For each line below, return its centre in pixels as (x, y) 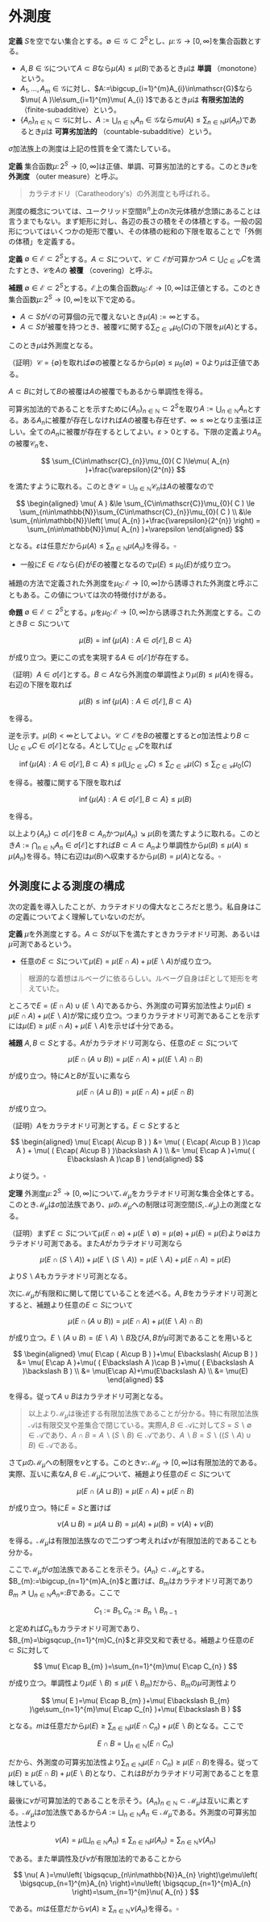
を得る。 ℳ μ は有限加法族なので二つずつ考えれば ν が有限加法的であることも (133, 1542)
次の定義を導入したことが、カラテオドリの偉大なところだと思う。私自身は (132, 906)
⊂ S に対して (29, 1650)
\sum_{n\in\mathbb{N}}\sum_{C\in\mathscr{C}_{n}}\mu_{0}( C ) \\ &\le (135, 512)
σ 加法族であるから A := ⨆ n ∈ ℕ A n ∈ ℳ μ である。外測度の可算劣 (145, 1813)
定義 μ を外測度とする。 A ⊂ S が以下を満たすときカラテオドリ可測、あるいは (134, 934)
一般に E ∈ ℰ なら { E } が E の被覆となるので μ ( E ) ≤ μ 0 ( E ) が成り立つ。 (127, 565)
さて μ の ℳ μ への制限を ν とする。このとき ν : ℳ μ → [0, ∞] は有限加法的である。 (135, 1463)
